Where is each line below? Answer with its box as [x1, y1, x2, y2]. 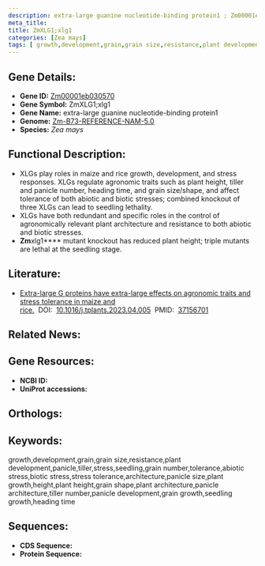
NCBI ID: [19, 375, 49, 385]
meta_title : [8, 19, 47, 27]
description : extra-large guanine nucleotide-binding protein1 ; [8, 11, 227, 20]
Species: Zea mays [19, 124, 84, 134]
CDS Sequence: [19, 541, 73, 550]
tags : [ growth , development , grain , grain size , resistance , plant [8, 41, 221, 49]
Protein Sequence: [19, 549, 83, 558]
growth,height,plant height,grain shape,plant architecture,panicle [8, 480, 219, 489]
